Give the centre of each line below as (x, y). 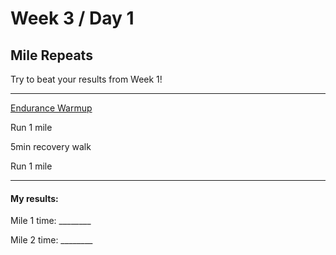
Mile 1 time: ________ (51, 221)
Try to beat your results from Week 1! (86, 79)
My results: (34, 198)
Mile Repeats (51, 55)
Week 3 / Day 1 (72, 18)
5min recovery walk (51, 146)
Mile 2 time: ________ (51, 240)
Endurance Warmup (51, 108)
